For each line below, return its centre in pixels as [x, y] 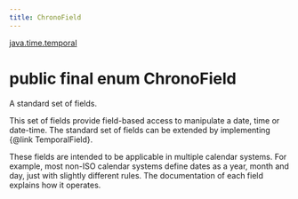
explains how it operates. [55, 185]
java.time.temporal [43, 43]
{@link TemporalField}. [51, 139]
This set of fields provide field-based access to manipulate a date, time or [145, 120]
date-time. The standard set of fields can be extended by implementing [140, 130]
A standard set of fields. [53, 103]
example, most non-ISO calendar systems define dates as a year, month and [149, 166]
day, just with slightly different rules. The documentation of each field [137, 175]
